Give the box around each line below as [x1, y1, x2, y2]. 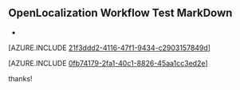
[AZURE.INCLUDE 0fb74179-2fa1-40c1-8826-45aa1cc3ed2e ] [8, 58, 209, 68]
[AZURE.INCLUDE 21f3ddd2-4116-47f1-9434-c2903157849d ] [8, 43, 211, 53]
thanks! [8, 73, 33, 83]
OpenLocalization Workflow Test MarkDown [8, 6, 233, 20]
